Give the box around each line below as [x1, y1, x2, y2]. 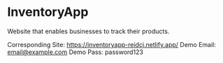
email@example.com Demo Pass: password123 [7, 48, 143, 56]
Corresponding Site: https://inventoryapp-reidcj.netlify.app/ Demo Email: [7, 40, 217, 48]
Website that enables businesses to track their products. [7, 27, 170, 35]
